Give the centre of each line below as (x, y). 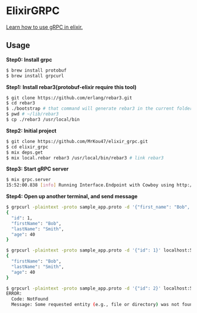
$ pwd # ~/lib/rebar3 (33, 114)
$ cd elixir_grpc (27, 147)
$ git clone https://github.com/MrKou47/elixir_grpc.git (77, 141)
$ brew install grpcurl (35, 76)
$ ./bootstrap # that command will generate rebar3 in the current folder (99, 109)
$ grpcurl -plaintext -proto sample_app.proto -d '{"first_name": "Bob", (98, 207)
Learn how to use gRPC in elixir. (45, 27)
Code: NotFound (30, 299)
